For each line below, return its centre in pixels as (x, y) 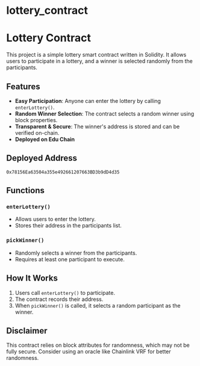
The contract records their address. (59, 299)
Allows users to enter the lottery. (55, 219)
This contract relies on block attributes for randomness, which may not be (98, 345)
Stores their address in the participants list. (68, 226)
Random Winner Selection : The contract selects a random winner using (105, 113)
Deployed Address (42, 158)
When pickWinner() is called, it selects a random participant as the (98, 305)
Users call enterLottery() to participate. (65, 293)
